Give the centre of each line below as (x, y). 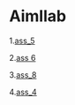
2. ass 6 (22, 57)
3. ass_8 (23, 75)
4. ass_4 (23, 92)
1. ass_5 (22, 41)
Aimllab (38, 16)
